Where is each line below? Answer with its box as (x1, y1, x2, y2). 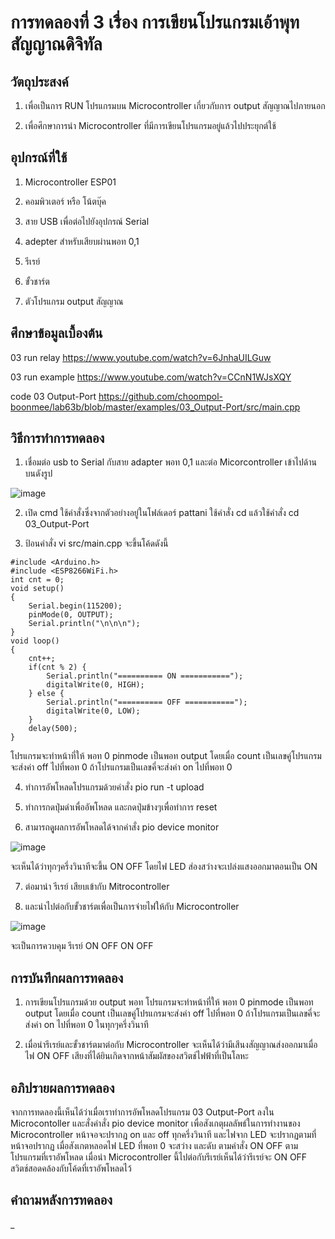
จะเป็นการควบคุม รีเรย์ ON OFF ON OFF (10, 940, 154, 952)
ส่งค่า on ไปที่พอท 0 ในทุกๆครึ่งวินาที (24, 1019, 149, 1031)
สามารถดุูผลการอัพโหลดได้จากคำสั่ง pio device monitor (24, 821, 220, 833)
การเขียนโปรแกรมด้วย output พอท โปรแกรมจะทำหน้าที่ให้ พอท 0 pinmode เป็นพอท (24, 996, 314, 1008)
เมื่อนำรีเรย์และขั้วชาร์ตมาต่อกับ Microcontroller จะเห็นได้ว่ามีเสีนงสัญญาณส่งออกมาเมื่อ (24, 1039, 318, 1051)
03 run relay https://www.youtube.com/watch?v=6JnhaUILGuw (10, 351, 272, 363)
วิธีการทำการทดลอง (10, 430, 105, 447)
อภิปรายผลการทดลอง (10, 1079, 115, 1096)
